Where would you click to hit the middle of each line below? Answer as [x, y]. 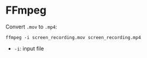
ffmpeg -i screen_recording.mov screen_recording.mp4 [73, 37]
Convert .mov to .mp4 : [31, 27]
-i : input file [29, 49]
